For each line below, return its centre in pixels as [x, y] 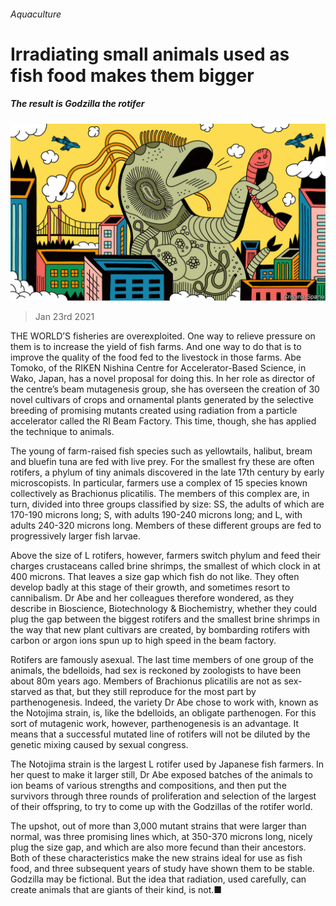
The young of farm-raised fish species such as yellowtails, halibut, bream [161, 451]
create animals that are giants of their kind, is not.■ [116, 890]
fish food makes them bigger [132, 75]
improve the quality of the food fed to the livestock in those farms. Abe [156, 357]
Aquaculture [36, 14]
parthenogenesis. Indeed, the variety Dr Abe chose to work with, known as [164, 702]
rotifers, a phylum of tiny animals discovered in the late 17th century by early [167, 472]
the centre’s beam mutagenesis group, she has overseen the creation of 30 [165, 389]
